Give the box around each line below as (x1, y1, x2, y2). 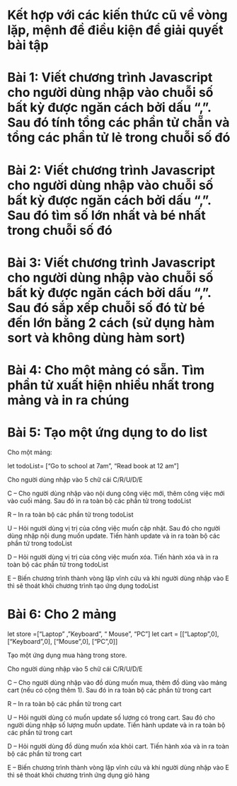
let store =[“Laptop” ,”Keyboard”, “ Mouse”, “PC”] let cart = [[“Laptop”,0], (7, 630, 219, 638)
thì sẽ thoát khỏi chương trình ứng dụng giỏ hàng (7, 770, 150, 779)
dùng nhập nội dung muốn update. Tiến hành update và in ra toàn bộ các (7, 531, 221, 540)
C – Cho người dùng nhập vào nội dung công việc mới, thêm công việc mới (7, 489, 225, 497)
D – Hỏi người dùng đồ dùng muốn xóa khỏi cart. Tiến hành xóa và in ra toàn (7, 741, 230, 750)
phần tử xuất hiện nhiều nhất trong (7, 377, 214, 393)
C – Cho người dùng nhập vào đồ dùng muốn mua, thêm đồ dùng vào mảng (7, 678, 228, 686)
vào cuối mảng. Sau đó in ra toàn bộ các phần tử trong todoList (7, 496, 192, 505)
